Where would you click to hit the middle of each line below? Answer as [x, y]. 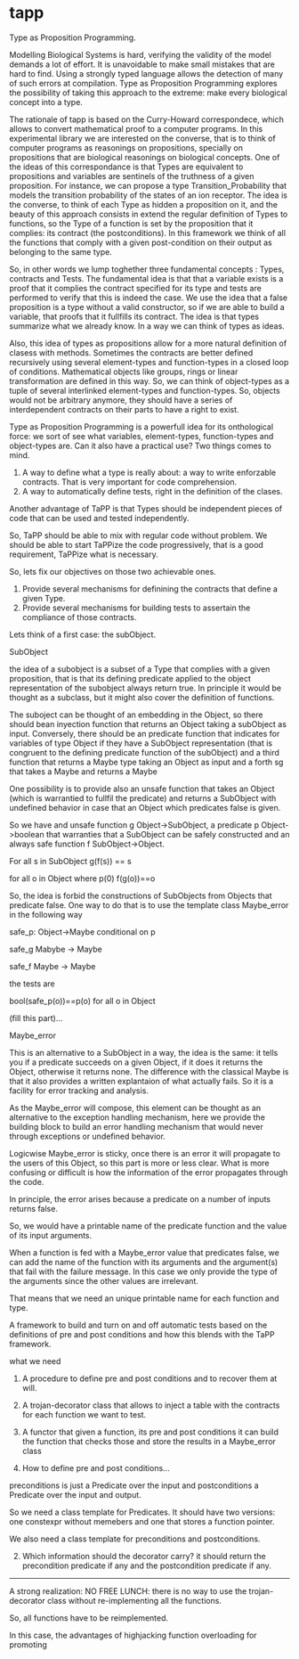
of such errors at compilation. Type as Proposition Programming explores [143, 83]
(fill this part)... [36, 1017]
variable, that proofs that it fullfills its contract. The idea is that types [134, 316]
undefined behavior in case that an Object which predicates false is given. [145, 807]
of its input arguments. [51, 1235]
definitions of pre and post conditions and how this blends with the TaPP [142, 1334]
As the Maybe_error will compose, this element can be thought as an [135, 1107]
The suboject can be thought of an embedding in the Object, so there [136, 715]
